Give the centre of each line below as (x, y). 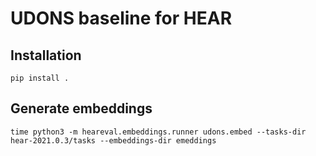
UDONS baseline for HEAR (121, 18)
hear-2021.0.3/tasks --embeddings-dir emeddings (113, 140)
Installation (46, 55)
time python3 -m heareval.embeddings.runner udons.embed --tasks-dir (158, 132)
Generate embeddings (81, 108)
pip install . (40, 78)
